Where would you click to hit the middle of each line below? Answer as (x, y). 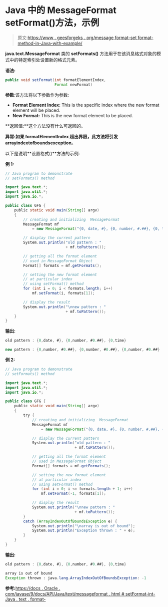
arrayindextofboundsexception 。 (40, 143)
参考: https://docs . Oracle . (33, 588)
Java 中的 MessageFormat (61, 10)
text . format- (32, 599)
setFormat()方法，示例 (52, 23)
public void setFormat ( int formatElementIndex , (56, 80)
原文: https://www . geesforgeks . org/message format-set (77, 38)
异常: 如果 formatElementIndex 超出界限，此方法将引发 (62, 136)
